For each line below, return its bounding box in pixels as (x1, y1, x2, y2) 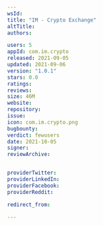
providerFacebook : (7, 182, 60, 189)
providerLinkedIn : (7, 176, 60, 183)
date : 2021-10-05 (7, 138, 57, 145)
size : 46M (7, 93, 36, 100)
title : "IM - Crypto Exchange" (7, 17, 97, 23)
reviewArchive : (7, 151, 51, 158)
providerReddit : (7, 188, 54, 195)
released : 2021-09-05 (7, 55, 69, 62)
